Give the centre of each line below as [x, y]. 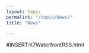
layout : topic [24, 12]
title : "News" [24, 23]
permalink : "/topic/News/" [39, 17]
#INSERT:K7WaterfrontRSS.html [45, 45]
